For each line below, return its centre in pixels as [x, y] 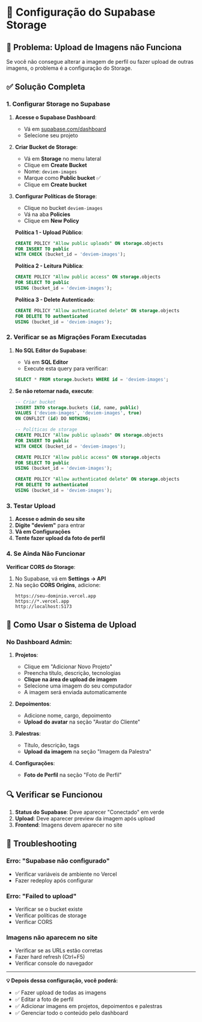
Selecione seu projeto [51, 135]
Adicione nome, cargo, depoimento [68, 716]
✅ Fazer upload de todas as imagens [60, 993]
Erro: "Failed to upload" [41, 896]
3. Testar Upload [31, 506]
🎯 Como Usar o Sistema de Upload [71, 625]
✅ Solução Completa [46, 87]
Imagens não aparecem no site [52, 937]
